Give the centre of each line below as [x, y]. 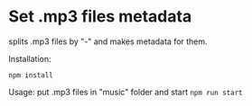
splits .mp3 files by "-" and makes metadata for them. [108, 41]
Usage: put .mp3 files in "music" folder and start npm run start [126, 92]
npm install [31, 75]
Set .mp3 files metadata [100, 17]
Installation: [30, 58]
